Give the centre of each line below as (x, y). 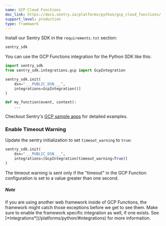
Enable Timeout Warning (36, 129)
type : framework (22, 24)
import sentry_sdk (24, 66)
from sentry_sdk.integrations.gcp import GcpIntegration (65, 70)
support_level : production (33, 19)
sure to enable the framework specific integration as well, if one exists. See (82, 213)
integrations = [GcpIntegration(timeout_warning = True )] (71, 159)
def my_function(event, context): (41, 102)
